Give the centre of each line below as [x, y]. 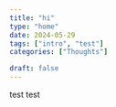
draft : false [34, 69]
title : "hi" [32, 18]
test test [25, 94]
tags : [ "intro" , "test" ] [57, 43]
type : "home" [34, 27]
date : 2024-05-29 [42, 35]
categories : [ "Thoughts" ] [58, 52]
